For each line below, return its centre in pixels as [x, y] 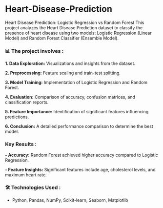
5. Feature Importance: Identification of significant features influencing [77, 112]
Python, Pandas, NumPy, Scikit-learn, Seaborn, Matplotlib [70, 200]
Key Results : [21, 144]
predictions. [17, 117]
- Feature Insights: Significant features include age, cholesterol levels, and [80, 169]
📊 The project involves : [34, 51]
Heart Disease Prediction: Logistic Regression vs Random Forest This [75, 22]
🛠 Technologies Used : [33, 187]
